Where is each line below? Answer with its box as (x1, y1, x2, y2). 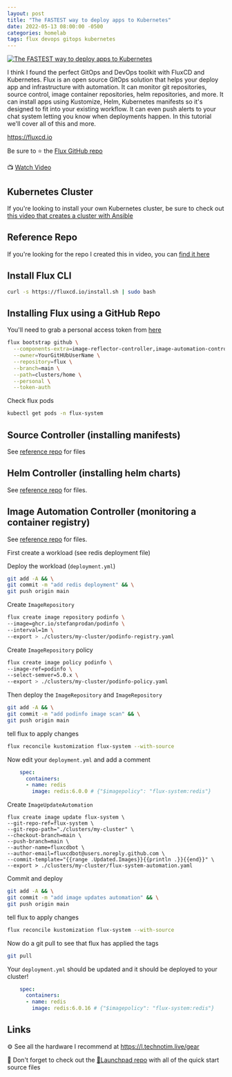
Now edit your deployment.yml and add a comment (7, 755, 151, 764)
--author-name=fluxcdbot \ (7, 844, 85, 851)
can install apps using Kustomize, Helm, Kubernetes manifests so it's (7, 97, 203, 106)
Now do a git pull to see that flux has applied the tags (7, 939, 159, 947)
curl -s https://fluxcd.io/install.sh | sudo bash (7, 288, 156, 295)
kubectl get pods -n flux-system (7, 410, 104, 417)
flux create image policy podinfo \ (7, 659, 113, 666)
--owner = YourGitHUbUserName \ (13, 352, 100, 359)
